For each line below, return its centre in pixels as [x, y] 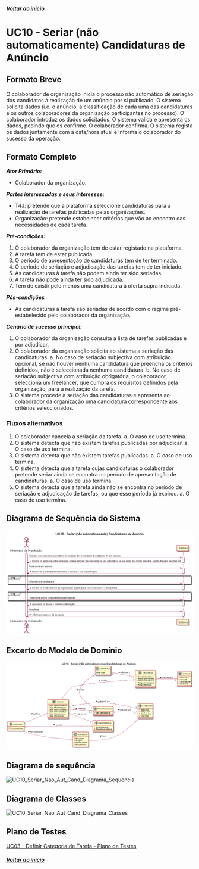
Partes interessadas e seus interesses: [56, 194]
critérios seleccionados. [44, 408]
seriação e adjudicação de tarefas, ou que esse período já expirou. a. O [102, 493]
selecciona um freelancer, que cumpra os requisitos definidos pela [96, 383]
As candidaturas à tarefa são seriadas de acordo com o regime [92, 309]
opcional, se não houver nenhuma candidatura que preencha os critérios [104, 364]
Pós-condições [26, 297]
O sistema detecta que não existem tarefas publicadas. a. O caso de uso [103, 455]
